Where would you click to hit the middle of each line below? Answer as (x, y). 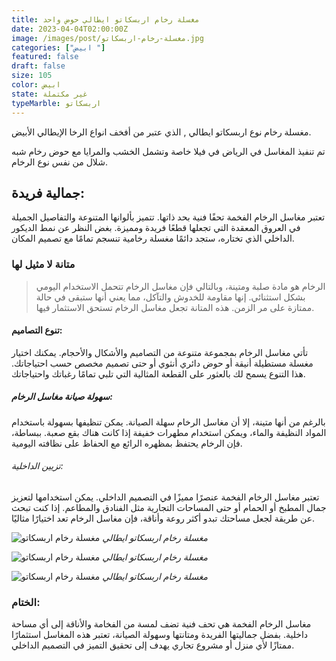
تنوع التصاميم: (37, 330)
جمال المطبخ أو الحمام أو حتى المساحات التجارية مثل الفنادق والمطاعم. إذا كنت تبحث (169, 507)
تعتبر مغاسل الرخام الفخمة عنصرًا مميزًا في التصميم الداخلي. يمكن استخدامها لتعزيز (165, 497)
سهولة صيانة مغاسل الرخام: (62, 397)
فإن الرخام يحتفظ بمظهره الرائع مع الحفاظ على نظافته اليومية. (127, 443)
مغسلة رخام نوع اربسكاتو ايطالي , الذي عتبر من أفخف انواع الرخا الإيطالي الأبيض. (161, 132)
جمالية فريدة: (48, 192)
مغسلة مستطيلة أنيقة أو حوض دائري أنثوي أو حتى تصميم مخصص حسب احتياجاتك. (162, 363)
